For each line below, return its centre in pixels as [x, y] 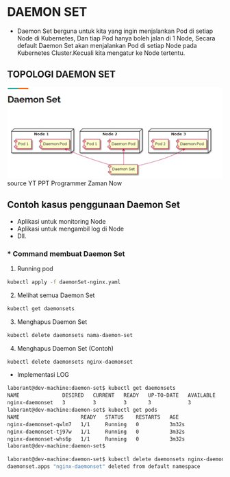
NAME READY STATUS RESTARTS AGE [93, 417]
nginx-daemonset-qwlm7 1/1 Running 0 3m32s [96, 424]
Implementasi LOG [43, 375]
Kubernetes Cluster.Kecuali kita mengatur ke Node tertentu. [101, 53]
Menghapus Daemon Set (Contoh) [65, 348]
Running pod [35, 268]
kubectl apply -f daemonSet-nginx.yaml [64, 282]
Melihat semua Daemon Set [56, 295]
